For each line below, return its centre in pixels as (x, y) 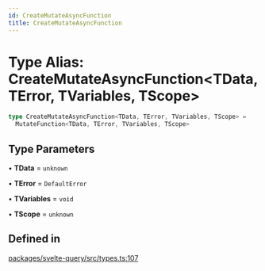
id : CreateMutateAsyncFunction (60, 15)
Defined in (35, 239)
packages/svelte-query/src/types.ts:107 (73, 258)
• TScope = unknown (41, 214)
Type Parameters (52, 149)
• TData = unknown (38, 168)
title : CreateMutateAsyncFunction (65, 23)
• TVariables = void (41, 198)
